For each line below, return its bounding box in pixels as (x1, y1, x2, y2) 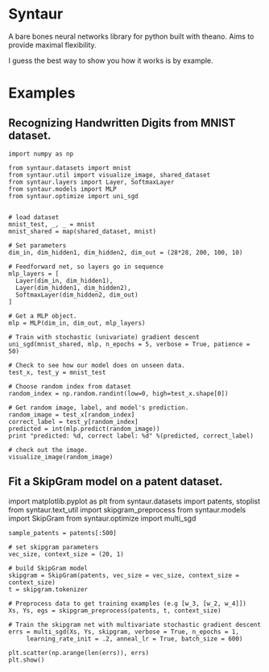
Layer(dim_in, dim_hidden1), (15, 276, 114, 284)
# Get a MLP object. (8, 312, 78, 320)
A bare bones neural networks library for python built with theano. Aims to (8, 31, 255, 41)
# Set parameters (8, 241, 67, 250)
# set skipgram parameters (8, 543, 99, 551)
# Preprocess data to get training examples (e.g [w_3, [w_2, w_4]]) (8, 599, 247, 608)
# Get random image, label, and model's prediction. (8, 404, 189, 412)
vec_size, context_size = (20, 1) (8, 550, 125, 558)
